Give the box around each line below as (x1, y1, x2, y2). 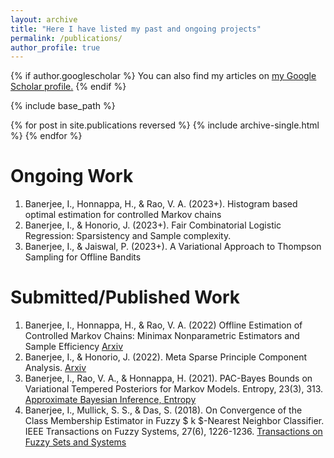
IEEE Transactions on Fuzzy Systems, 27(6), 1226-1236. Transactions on (24, 426, 323, 438)
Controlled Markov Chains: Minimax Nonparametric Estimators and (24, 330, 300, 342)
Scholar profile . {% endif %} (10, 81, 127, 93)
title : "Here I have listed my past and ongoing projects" (10, 24, 262, 34)
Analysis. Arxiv (24, 362, 87, 374)
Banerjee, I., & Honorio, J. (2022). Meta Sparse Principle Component (24, 351, 308, 363)
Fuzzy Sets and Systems (24, 436, 127, 448)
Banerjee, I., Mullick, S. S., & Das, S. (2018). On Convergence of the (24, 404, 303, 416)
